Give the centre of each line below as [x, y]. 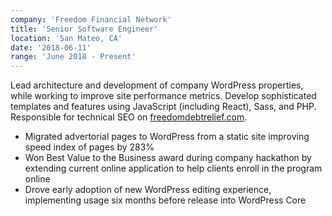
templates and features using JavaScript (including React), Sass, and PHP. [163, 107]
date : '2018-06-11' [51, 47]
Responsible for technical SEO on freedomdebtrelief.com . [129, 117]
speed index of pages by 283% [89, 147]
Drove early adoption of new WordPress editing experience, [148, 190]
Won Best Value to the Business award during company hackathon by [168, 158]
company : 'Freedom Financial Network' [91, 19]
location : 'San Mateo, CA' [66, 38]
